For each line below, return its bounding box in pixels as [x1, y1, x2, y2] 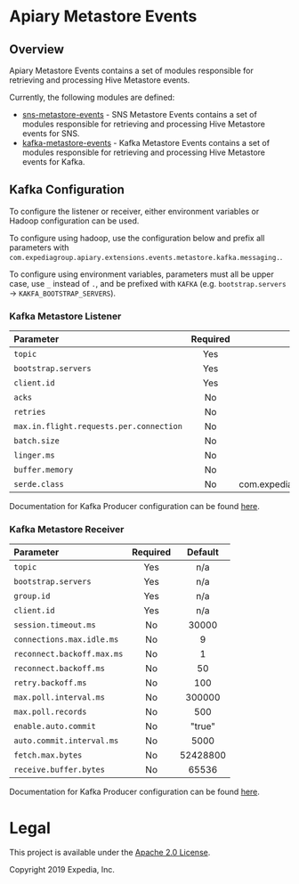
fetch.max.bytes [13, 750, 83, 760]
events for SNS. [21, 128, 80, 139]
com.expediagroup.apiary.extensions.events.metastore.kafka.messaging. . [9, 251, 283, 262]
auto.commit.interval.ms [13, 736, 119, 746]
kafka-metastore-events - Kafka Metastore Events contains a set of [21, 138, 270, 148]
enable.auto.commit [13, 721, 96, 732]
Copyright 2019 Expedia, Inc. [9, 864, 116, 875]
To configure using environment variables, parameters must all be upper [9, 269, 274, 280]
